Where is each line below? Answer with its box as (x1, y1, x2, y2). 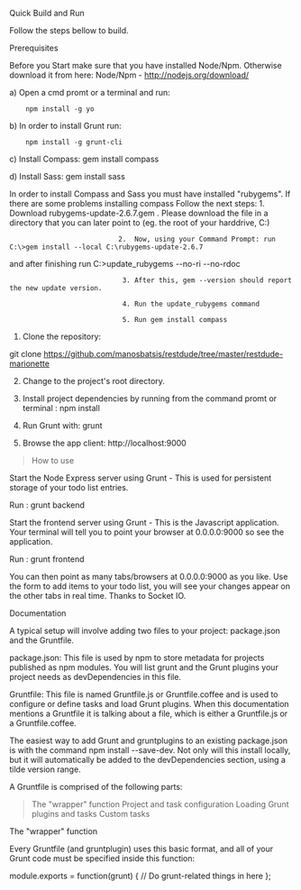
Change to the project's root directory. (22, 376, 165, 386)
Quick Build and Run (9, 8, 85, 18)
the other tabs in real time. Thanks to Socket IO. (9, 591, 187, 601)
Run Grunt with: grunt (22, 420, 103, 431)
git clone (9, 349, 42, 359)
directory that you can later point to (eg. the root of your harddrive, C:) (9, 217, 270, 228)
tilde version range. (9, 764, 81, 775)
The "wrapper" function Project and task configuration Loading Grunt (31, 799, 289, 810)
